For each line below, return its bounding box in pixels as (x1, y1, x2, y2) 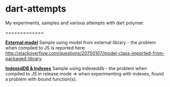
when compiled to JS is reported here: (5, 45, 86, 51)
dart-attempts (5, 3, 66, 15)
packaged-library (5, 55, 42, 61)
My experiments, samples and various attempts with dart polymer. (5, 20, 144, 26)
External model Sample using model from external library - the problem (5, 39, 156, 46)
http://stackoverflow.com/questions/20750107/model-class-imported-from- (5, 50, 165, 56)
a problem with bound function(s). (5, 76, 77, 82)
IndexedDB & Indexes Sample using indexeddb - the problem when (5, 65, 147, 71)
